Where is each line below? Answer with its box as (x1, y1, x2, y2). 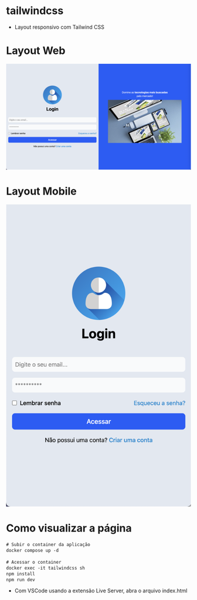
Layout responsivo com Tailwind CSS (14, 23, 104, 30)
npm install (6, 571, 35, 577)
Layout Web (6, 44, 66, 57)
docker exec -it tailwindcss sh (6, 565, 85, 571)
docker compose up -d (6, 547, 59, 553)
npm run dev (6, 577, 35, 582)
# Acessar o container (6, 559, 62, 565)
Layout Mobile (6, 185, 77, 198)
